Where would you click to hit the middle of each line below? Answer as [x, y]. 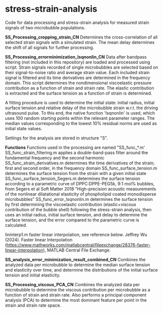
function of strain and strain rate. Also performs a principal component [76, 295]
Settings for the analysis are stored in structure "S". [56, 138]
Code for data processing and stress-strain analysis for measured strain [77, 22]
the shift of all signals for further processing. [50, 47]
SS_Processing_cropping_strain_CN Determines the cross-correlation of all [81, 37]
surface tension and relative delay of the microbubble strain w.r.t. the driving [81, 108]
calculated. [16, 225]
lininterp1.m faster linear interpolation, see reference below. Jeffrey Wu [76, 235]
